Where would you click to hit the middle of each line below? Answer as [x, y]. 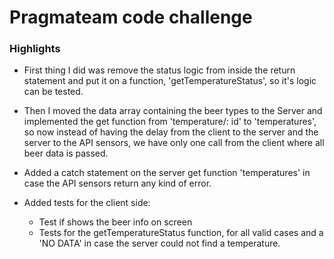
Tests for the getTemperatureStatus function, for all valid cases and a [181, 233]
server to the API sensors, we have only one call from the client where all [174, 143]
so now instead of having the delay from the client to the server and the [171, 132]
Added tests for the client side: [87, 203]
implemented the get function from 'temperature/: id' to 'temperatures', [170, 122]
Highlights [35, 49]
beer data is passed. [66, 153]
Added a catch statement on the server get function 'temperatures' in [167, 173]
